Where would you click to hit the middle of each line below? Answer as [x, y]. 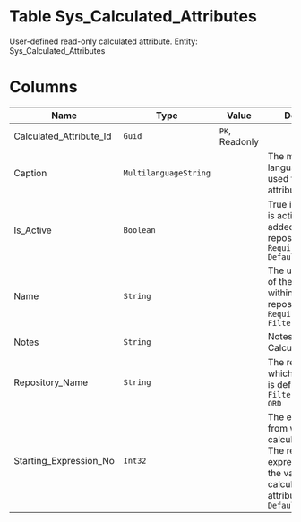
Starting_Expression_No [64, 460]
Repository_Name [51, 382]
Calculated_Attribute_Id [63, 136]
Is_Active [33, 230]
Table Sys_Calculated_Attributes [133, 17]
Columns [43, 87]
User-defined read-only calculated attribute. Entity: [104, 41]
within [280, 293]
